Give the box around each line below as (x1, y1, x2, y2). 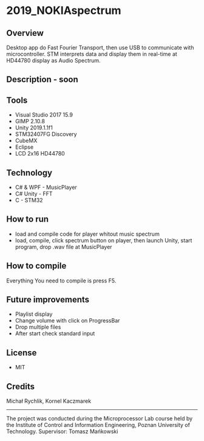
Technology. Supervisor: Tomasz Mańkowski (6, 428, 118, 435)
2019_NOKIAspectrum (6, 4, 121, 18)
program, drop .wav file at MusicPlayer (15, 243, 112, 250)
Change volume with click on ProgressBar (15, 317, 120, 324)
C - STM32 (15, 197, 44, 204)
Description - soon (6, 74, 79, 85)
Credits (6, 381, 35, 392)
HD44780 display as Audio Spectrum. (6, 57, 101, 64)
